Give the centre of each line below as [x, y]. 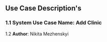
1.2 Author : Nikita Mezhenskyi [37, 34]
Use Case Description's [43, 8]
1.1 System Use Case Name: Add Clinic [53, 23]
